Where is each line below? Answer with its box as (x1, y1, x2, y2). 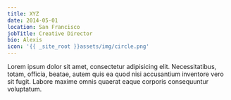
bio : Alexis (7, 37, 42, 44)
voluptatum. (7, 85, 42, 93)
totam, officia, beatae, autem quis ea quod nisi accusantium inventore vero (7, 70, 224, 78)
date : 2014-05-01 (7, 17, 58, 24)
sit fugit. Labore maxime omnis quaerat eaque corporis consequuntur (7, 77, 209, 85)
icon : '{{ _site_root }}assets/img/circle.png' (7, 43, 150, 50)
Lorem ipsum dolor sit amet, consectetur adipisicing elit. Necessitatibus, (7, 63, 217, 70)
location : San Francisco (7, 23, 80, 30)
